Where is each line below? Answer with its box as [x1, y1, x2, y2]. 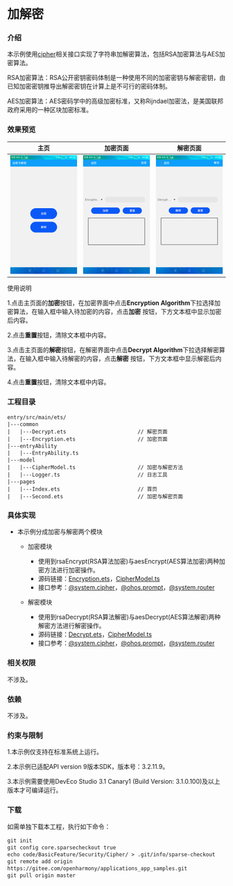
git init [7, 837, 33, 844]
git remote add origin [7, 857, 73, 865]
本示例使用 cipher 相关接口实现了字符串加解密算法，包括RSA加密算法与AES [7, 50, 220, 58]
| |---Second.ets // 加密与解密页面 [7, 493, 184, 500]
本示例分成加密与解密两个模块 [17, 528, 103, 536]
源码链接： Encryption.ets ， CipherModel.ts [37, 575, 160, 583]
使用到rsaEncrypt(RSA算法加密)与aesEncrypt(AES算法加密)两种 [37, 557, 220, 566]
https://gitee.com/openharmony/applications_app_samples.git [7, 864, 188, 872]
